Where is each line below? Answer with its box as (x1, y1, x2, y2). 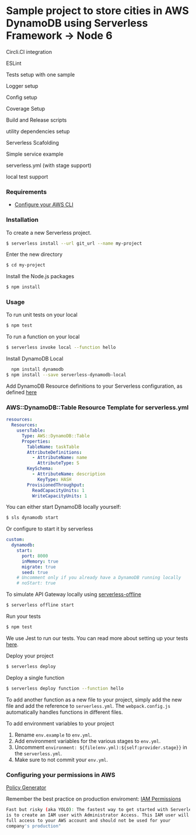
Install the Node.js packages (6, 273, 75, 280)
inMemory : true (21, 558, 59, 564)
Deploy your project (6, 652, 54, 659)
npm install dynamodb (11, 367, 64, 372)
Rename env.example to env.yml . (14, 731, 92, 738)
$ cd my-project (6, 262, 45, 268)
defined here (6, 388, 37, 396)
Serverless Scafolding (6, 139, 60, 146)
